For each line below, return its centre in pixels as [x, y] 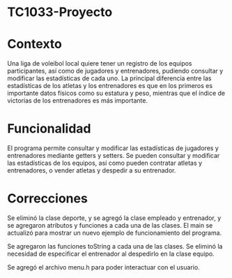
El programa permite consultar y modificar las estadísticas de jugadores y [113, 148]
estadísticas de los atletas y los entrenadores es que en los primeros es [110, 86]
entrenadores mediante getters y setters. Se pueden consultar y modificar [114, 156]
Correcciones [48, 199]
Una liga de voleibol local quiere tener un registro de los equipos [100, 64]
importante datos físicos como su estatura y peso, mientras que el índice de [116, 93]
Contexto [35, 44]
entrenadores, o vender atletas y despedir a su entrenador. [92, 170]
